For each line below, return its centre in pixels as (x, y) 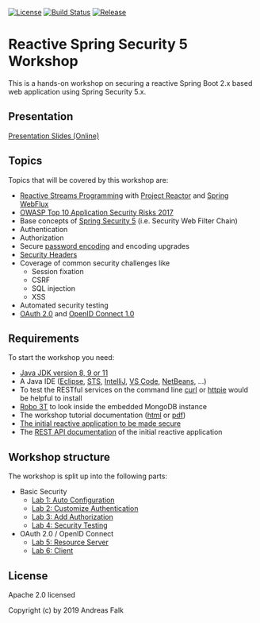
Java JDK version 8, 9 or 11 (64, 373)
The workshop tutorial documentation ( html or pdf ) (103, 415)
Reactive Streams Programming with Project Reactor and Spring (124, 195)
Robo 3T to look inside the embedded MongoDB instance (113, 407)
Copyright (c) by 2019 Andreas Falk (66, 610)
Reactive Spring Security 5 (98, 44)
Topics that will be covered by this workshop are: (88, 180)
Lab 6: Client (52, 551)
